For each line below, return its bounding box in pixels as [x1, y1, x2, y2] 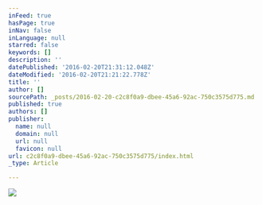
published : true [8, 100, 62, 108]
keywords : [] [8, 48, 52, 56]
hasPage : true [8, 19, 56, 27]
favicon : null [15, 145, 62, 153]
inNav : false [8, 26, 52, 34]
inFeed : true [8, 11, 52, 20]
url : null [15, 137, 48, 145]
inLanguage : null [8, 33, 66, 42]
